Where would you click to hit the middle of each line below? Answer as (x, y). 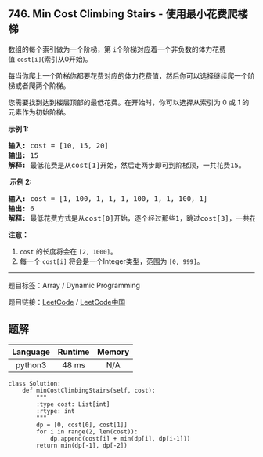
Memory (113, 352)
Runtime (74, 352)
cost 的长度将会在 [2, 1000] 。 (68, 251)
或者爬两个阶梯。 (42, 86)
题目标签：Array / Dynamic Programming (74, 285)
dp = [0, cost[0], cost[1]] (82, 425)
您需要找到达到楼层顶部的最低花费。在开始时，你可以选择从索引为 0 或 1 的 (129, 102)
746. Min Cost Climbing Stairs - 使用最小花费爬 (123, 14)
